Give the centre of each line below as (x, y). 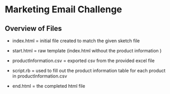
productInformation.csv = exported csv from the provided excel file (83, 61)
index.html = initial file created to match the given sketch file (76, 41)
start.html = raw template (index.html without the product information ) (87, 51)
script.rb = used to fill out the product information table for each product (89, 71)
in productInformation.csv (40, 76)
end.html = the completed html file (49, 86)
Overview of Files (33, 29)
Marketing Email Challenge (63, 10)
